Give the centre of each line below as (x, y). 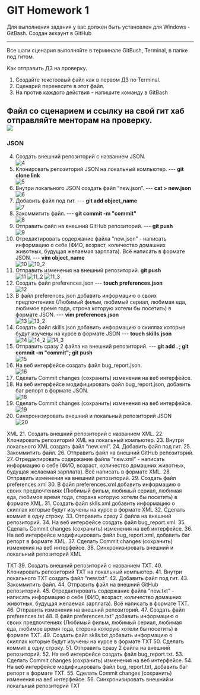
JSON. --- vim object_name (50, 257)
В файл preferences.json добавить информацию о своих (86, 295)
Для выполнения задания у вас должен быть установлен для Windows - (99, 27)
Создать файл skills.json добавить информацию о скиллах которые (100, 327)
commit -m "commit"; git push (54, 353)
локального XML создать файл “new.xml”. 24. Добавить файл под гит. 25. (99, 446)
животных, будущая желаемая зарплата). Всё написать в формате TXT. (98, 603)
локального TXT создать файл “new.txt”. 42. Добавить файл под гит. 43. (98, 578)
